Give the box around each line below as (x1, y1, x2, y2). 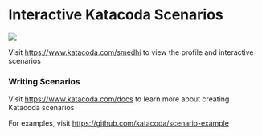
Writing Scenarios (8, 76, 80, 87)
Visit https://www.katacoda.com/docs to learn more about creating (8, 94, 230, 104)
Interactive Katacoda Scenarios (8, 6, 223, 24)
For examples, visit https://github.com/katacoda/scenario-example (8, 118, 229, 128)
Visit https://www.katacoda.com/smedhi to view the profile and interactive (8, 47, 255, 57)
